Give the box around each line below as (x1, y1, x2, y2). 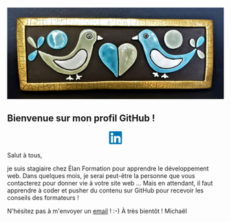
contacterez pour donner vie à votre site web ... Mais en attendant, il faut (7, 179, 213, 187)
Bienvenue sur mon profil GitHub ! (7, 113, 155, 124)
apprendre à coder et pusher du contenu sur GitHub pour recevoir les (7, 186, 204, 195)
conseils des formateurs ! (7, 193, 79, 201)
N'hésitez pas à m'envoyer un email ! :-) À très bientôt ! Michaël (7, 207, 188, 215)
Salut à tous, (7, 151, 43, 159)
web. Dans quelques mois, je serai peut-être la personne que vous (7, 171, 195, 179)
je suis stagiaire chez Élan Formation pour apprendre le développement (7, 164, 209, 173)
